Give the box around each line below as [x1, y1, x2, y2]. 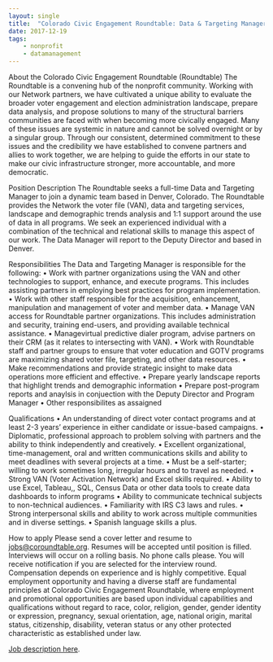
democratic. [8, 168, 49, 177]
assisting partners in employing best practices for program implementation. [8, 286, 261, 295]
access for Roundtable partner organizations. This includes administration [8, 311, 256, 321]
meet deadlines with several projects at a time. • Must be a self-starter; [8, 457, 247, 467]
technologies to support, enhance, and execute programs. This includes [8, 277, 249, 286]
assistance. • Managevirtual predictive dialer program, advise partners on [8, 329, 256, 338]
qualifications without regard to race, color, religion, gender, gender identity [8, 603, 262, 612]
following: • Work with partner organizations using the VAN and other [8, 268, 241, 278]
